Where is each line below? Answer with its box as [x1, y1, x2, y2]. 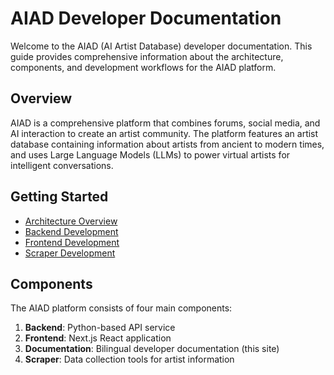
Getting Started [10, 188, 109, 206]
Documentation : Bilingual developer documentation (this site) [24, 343, 280, 355]
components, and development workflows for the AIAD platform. [10, 61, 277, 73]
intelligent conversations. [10, 159, 114, 171]
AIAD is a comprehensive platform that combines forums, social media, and [10, 117, 321, 129]
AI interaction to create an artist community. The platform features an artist [10, 127, 319, 139]
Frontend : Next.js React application [24, 332, 172, 344]
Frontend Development [24, 236, 120, 248]
